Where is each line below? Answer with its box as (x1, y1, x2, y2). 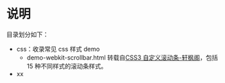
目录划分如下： (6, 30, 49, 38)
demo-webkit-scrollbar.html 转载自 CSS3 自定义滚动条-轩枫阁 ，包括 (26, 53, 218, 62)
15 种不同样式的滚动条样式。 (26, 62, 107, 70)
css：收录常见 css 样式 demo (16, 45, 100, 53)
